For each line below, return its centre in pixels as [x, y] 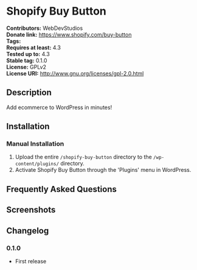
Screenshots [31, 210]
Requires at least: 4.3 [33, 48]
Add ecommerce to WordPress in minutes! [59, 107]
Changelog [28, 231]
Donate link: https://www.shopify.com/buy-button [69, 34]
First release [31, 261]
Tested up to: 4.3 [28, 54]
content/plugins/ [37, 164]
